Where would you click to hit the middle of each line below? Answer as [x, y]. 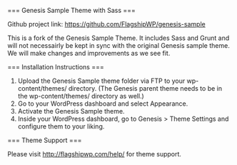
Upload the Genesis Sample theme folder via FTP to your [101, 81]
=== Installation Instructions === [56, 67]
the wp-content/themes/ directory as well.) [81, 96]
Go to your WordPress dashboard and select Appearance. [103, 104]
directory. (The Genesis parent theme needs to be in [145, 88]
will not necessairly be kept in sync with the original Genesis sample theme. [118, 45]
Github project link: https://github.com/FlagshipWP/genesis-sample [106, 24]
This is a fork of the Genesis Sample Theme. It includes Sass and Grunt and [118, 38]
